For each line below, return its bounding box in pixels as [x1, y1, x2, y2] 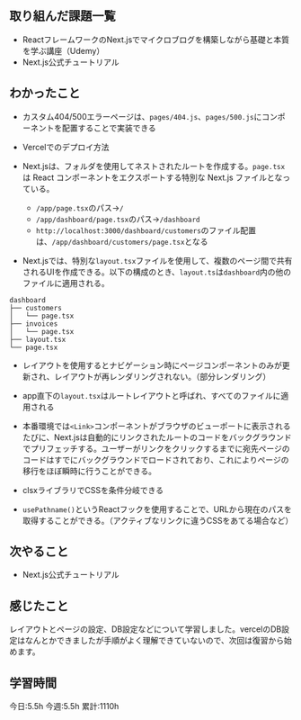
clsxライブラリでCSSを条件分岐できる [22, 484, 164, 495]
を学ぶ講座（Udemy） [22, 45, 105, 56]
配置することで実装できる [61, 122, 157, 133]
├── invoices [9, 319, 58, 328]
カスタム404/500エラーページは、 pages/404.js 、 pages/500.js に [22, 111, 262, 121]
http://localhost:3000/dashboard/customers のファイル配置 [35, 224, 257, 236]
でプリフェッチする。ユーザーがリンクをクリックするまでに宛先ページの [22, 443, 290, 454]
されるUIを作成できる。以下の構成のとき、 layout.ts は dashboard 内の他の [22, 266, 292, 277]
